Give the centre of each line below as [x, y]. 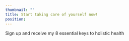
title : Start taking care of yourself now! [52, 14]
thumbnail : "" [20, 10]
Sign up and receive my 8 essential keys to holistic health [65, 33]
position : [16, 19]
